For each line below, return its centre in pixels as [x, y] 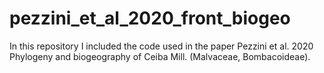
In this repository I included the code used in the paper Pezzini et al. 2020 [161, 46]
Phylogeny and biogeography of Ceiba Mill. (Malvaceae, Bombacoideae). [160, 56]
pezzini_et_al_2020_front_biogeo [150, 18]
